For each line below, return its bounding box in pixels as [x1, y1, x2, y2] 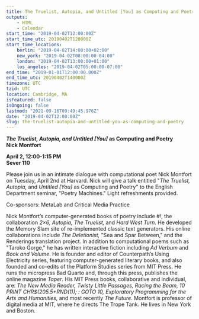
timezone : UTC [6, 81, 41, 87]
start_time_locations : [6, 42, 62, 48]
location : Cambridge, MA [6, 91, 68, 97]
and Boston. [6, 307, 36, 314]
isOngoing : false [6, 102, 49, 109]
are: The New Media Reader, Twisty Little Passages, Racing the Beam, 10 [6, 282, 185, 289]
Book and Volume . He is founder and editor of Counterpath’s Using [6, 250, 169, 258]
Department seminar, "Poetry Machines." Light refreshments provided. [6, 190, 178, 197]
